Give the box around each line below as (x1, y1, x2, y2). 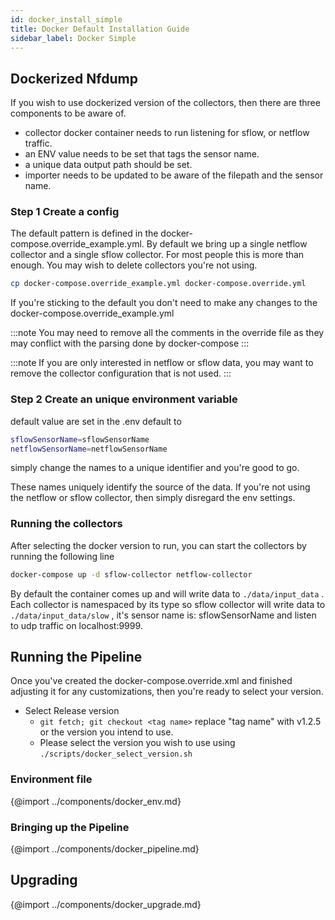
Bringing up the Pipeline (10, 820, 130, 834)
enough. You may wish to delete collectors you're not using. (10, 259, 258, 271)
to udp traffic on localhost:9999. (10, 619, 143, 631)
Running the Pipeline (10, 648, 143, 665)
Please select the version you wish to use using (39, 737, 236, 749)
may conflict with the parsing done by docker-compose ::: (10, 337, 250, 350)
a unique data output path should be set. (24, 159, 193, 171)
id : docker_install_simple (10, 14, 123, 25)
